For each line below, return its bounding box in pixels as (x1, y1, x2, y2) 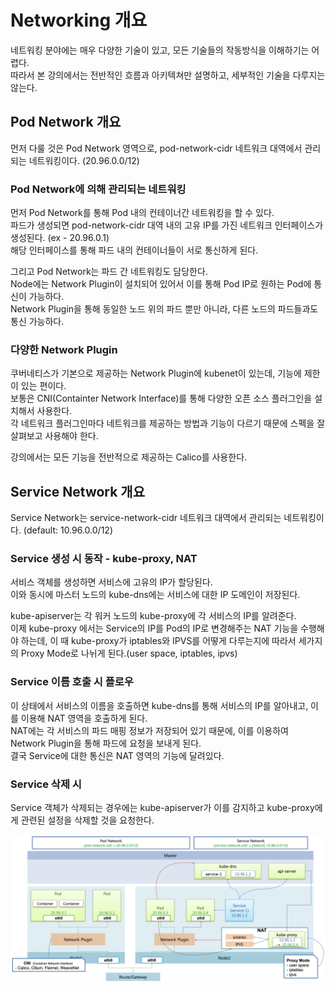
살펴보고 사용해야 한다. (10, 430, 99, 442)
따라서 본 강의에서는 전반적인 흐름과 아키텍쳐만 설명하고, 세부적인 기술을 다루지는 (10, 69, 326, 81)
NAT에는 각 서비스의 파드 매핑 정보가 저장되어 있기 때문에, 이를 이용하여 (10, 724, 289, 736)
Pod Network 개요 (10, 114, 122, 131)
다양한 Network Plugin (10, 342, 118, 356)
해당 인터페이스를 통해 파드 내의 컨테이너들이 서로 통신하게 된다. (10, 244, 259, 256)
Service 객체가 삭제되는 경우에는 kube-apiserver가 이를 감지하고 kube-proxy (10, 802, 315, 814)
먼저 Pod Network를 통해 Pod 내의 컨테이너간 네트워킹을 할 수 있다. (10, 207, 275, 219)
